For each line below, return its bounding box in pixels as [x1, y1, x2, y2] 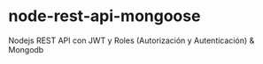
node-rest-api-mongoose [8, 6, 201, 26]
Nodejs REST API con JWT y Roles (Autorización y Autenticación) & [8, 35, 255, 46]
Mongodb [8, 44, 44, 54]
